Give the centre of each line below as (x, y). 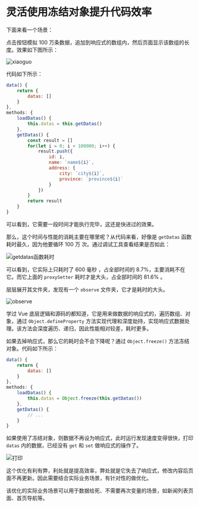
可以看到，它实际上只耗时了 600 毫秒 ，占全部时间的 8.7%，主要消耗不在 (96, 269)
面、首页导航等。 (27, 498)
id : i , (57, 157)
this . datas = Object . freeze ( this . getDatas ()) (85, 398)
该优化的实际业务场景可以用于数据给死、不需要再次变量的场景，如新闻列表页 (100, 491)
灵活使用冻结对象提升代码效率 (79, 12)
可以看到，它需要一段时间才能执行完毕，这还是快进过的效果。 (82, 224)
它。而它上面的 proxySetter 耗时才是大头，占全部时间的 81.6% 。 (86, 277)
